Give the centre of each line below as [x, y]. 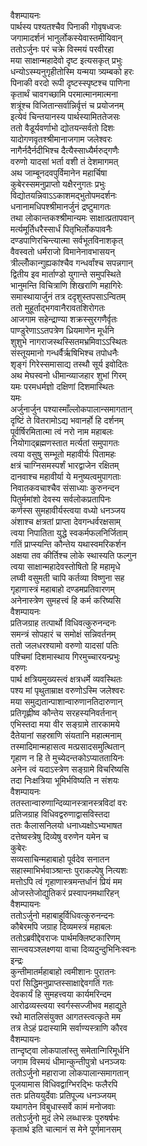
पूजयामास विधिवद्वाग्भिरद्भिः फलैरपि [64, 1084]
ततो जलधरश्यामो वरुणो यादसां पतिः [65, 645]
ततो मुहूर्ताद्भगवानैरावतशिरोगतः [58, 308]
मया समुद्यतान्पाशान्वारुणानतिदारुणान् [66, 701]
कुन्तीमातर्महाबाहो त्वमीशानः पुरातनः [63, 971]
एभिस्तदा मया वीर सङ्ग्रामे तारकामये [65, 724]
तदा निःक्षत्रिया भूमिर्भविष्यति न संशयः [65, 780]
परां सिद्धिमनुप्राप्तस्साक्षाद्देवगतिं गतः [62, 983]
